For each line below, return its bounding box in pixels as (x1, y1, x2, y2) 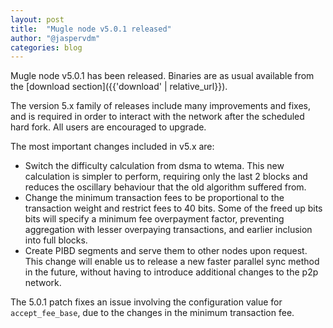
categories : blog (10, 42, 83, 53)
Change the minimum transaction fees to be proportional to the (24, 192, 285, 204)
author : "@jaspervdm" (10, 33, 101, 43)
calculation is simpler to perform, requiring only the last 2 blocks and (24, 171, 308, 183)
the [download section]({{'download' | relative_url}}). (10, 81, 228, 93)
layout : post (10, 14, 65, 25)
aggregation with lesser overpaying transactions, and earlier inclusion (24, 224, 313, 236)
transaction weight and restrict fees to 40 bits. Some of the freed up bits (24, 202, 323, 215)
